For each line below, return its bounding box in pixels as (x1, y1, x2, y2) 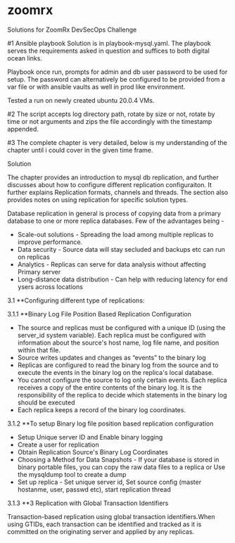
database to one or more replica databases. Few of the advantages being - (7, 217, 224, 225)
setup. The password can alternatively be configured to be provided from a (7, 75, 225, 83)
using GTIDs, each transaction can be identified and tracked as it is (7, 520, 202, 528)
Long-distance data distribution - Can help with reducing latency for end (17, 275, 228, 283)
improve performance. (17, 238, 83, 246)
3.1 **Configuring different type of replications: (7, 296, 145, 305)
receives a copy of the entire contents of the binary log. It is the (17, 383, 202, 392)
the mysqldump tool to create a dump (17, 470, 127, 478)
